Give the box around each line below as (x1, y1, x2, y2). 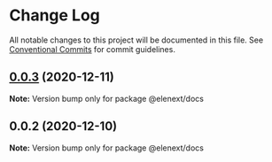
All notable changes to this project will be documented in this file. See (9, 35, 264, 45)
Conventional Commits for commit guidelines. (9, 43, 175, 54)
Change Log (9, 5, 100, 26)
